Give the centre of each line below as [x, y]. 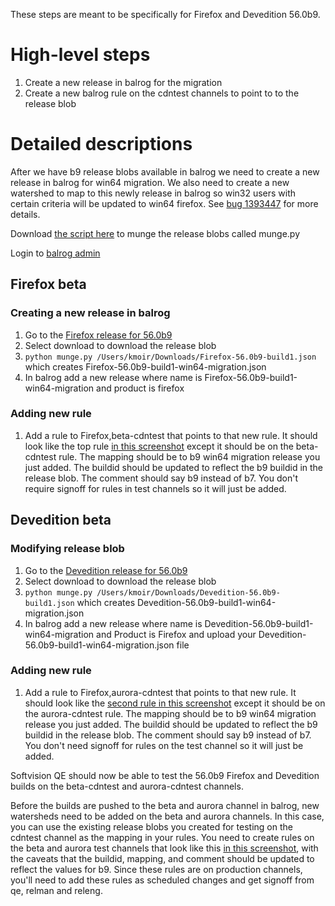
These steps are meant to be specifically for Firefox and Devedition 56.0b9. [165, 14]
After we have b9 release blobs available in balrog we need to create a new [165, 171]
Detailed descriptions [101, 144]
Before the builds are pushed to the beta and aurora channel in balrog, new [165, 805]
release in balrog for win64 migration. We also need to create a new [150, 182]
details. [25, 214]
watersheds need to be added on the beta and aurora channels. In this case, [167, 816]
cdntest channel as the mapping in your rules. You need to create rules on [162, 837]
